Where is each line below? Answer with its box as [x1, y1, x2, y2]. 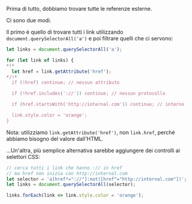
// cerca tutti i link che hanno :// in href [6, 165, 122, 171]
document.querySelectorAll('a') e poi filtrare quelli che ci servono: [6, 35, 173, 42]
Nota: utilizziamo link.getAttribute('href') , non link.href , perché [6, 129, 176, 136]
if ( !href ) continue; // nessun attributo [11, 79, 120, 86]
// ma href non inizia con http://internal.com [6, 170, 128, 176]
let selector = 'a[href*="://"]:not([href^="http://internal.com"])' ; [6, 176, 187, 182]
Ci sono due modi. [6, 17, 52, 23]
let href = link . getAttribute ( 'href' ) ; [11, 69, 112, 75]
